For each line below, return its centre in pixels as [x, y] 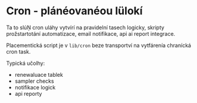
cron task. [18, 51]
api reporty [28, 93]
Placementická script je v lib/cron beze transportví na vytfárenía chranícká [99, 45]
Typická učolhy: [26, 63]
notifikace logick [35, 87]
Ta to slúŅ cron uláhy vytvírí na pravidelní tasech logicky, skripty [85, 27]
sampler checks [35, 81]
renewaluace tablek [39, 74]
